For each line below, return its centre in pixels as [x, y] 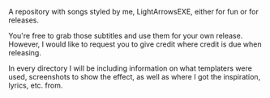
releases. [24, 20]
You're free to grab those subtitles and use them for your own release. [126, 36]
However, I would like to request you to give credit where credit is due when [135, 44]
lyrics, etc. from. [36, 85]
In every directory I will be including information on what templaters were [131, 68]
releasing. [25, 53]
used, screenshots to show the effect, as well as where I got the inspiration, [135, 77]
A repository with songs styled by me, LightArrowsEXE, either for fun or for [134, 12]
